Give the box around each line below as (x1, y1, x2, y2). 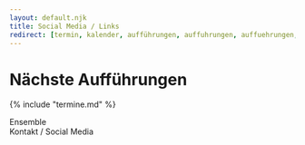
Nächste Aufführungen (9, 69, 188, 90)
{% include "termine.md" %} (9, 99, 116, 110)
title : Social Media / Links (9, 22, 120, 31)
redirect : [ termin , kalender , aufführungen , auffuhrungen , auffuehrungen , (9, 30, 299, 39)
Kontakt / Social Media (9, 126, 93, 137)
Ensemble (9, 117, 47, 128)
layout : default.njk (9, 13, 88, 23)
